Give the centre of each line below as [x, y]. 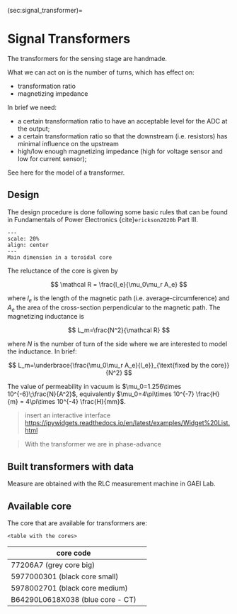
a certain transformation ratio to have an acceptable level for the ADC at [122, 121]
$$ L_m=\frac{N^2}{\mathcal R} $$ [119, 330]
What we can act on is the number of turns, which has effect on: [101, 72]
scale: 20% [23, 239]
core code [74, 553]
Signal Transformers [69, 39]
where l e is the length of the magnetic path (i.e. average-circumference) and [118, 299]
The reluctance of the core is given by [63, 270]
